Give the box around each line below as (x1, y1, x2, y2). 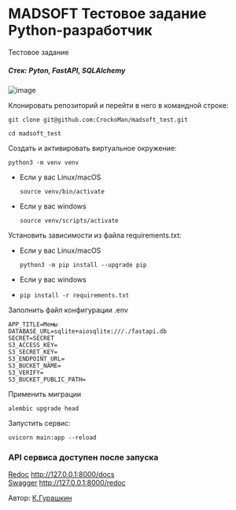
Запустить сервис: (8, 418, 71, 427)
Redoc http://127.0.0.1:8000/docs (8, 470, 115, 479)
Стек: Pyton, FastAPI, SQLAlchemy (8, 65, 126, 75)
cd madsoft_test (8, 129, 61, 138)
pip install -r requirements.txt (19, 291, 130, 299)
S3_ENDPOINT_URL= (8, 355, 65, 363)
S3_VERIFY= (8, 368, 44, 376)
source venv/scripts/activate (19, 216, 120, 224)
